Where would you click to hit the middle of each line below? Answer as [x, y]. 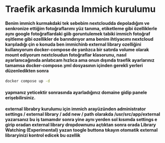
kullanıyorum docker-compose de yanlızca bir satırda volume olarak [77, 49]
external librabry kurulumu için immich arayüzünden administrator [76, 109]
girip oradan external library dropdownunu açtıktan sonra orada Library [81, 125]
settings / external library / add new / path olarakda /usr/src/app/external [83, 114]
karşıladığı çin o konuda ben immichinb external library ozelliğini [73, 44]
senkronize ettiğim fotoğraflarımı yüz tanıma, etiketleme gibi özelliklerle [81, 28]
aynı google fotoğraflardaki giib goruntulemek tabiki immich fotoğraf [78, 34]
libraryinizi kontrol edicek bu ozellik [43, 136]
